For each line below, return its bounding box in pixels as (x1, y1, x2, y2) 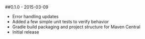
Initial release (12, 29, 39, 35)
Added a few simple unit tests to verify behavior (12, 19, 109, 24)
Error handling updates (12, 14, 59, 19)
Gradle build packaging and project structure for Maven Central (12, 24, 141, 30)
